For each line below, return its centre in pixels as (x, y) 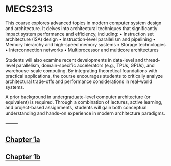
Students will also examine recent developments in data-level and (74, 60)
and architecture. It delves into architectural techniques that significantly (81, 28)
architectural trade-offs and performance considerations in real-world (79, 81)
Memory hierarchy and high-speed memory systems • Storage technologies (86, 44)
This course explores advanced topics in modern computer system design (83, 23)
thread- (152, 60)
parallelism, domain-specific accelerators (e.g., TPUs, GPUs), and (85, 65)
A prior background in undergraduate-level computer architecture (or (78, 97)
